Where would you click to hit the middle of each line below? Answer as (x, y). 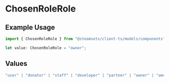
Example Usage (30, 27)
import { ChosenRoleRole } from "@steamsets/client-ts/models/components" (85, 39)
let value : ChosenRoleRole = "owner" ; (46, 48)
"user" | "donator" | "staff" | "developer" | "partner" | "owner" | (80, 75)
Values (16, 64)
